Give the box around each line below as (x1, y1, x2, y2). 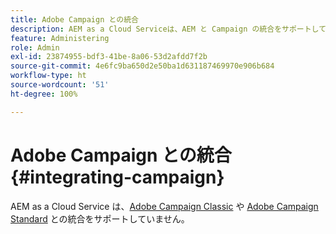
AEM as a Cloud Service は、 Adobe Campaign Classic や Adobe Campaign (10, 200, 319, 212)
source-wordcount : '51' (10, 80, 110, 90)
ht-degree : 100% (10, 89, 78, 99)
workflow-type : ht (10, 71, 87, 81)
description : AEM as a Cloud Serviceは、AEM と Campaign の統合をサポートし (10, 24, 320, 34)
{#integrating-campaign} (10, 166, 225, 188)
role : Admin (10, 42, 60, 53)
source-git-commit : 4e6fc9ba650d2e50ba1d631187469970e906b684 (10, 61, 275, 71)
